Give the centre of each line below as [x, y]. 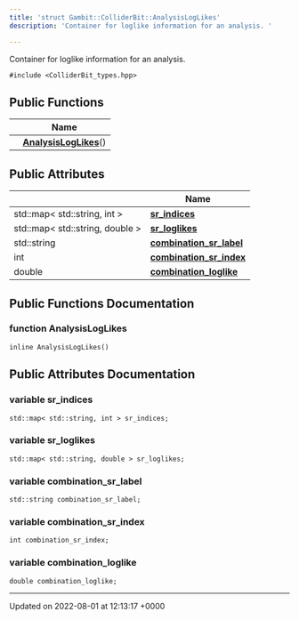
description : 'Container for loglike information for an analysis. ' [141, 26]
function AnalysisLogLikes [68, 328]
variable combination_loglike [73, 563]
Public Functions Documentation [102, 303]
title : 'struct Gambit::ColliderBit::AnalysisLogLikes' [115, 17]
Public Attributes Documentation [102, 374]
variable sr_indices [51, 399]
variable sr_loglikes [53, 440]
